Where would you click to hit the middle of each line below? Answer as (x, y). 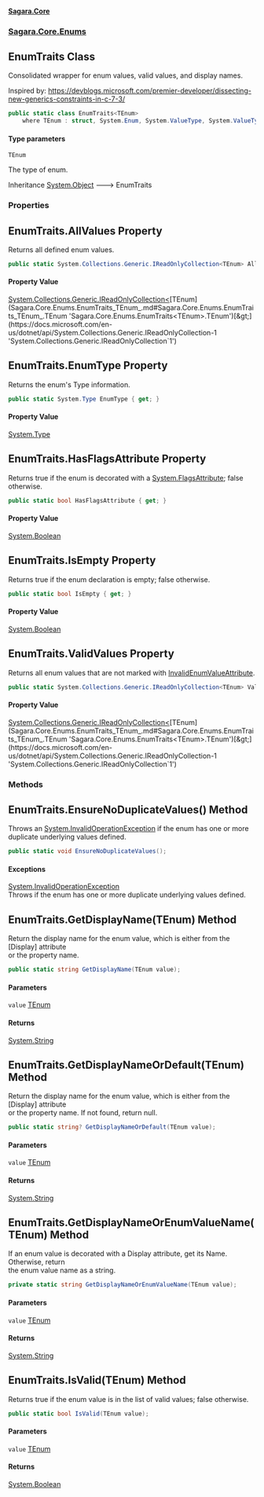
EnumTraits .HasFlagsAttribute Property (107, 459)
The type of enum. (38, 170)
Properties (29, 206)
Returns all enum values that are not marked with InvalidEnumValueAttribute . (132, 672)
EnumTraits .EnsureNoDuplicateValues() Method (128, 809)
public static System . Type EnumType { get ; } (84, 399)
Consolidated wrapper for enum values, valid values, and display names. (126, 75)
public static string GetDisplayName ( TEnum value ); (94, 970)
